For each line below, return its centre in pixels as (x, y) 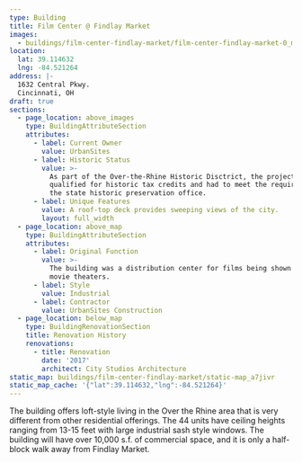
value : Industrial (76, 293)
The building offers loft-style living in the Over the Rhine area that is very (144, 411)
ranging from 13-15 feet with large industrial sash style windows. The (137, 430)
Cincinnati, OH (46, 93)
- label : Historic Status (81, 160)
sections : (28, 110)
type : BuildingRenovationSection (88, 327)
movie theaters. (80, 277)
